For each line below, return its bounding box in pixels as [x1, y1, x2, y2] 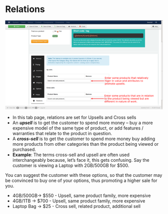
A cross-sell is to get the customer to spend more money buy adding [12, 136, 155, 142]
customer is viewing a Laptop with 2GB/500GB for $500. [12, 162, 129, 168]
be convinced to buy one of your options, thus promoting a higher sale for [5, 177, 157, 183]
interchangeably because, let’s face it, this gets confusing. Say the [12, 157, 149, 163]
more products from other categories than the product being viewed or [12, 141, 159, 147]
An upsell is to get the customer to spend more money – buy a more [12, 120, 153, 126]
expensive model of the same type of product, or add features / [12, 125, 143, 131]
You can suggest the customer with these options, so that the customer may [5, 172, 162, 178]
